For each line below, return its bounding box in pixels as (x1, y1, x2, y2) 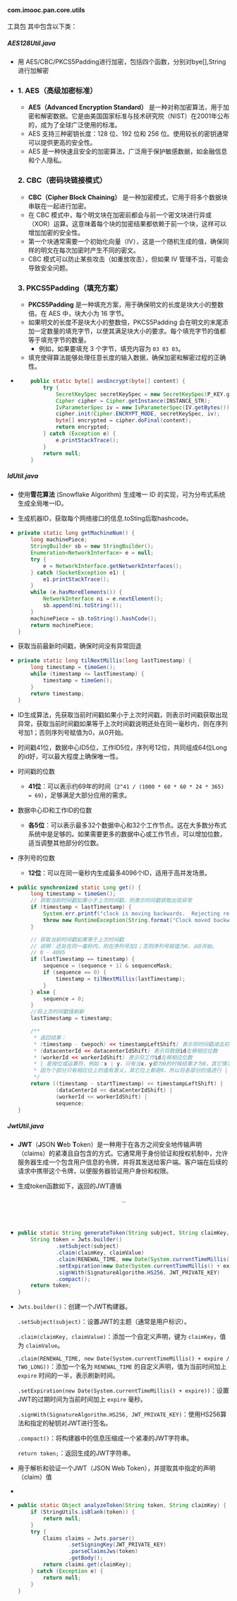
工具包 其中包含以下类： (7, 22, 78, 31)
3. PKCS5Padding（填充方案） (17, 283, 123, 293)
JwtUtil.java (7, 1122, 44, 1130)
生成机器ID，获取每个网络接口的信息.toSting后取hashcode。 (17, 514, 193, 523)
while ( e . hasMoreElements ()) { (30, 589, 123, 596)
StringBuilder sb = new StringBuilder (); (30, 543, 154, 550)
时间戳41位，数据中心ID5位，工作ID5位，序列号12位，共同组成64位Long (17, 743, 227, 752)
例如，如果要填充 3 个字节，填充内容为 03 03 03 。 (38, 345, 185, 353)
